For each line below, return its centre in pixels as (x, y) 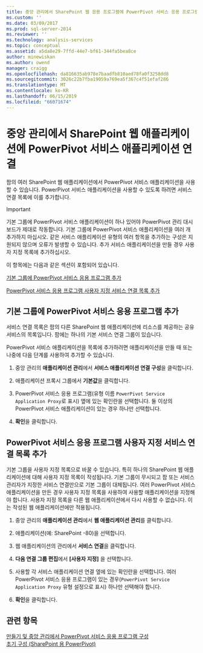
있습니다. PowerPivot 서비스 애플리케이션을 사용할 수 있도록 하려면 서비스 (105, 189)
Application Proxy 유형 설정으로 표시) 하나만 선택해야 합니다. (88, 587)
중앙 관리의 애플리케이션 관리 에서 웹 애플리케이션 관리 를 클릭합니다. (94, 520)
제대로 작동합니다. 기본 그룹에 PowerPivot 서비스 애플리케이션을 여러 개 (106, 229)
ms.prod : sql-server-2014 (39, 29)
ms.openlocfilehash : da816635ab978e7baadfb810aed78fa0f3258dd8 (88, 74)
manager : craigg (27, 68)
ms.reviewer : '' (27, 34)
